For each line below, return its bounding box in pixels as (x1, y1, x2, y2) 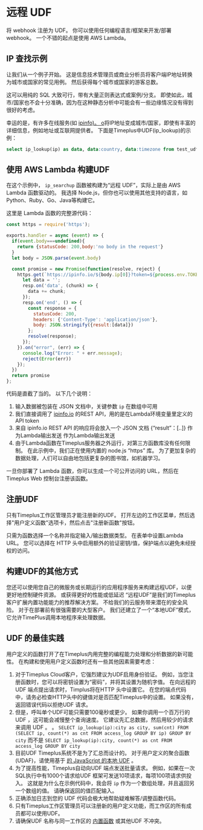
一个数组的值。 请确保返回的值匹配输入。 (14, 787, 118, 794)
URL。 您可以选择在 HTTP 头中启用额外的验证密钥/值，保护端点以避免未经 (6, 539, 191, 547)
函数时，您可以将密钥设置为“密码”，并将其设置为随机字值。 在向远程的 (20, 678, 196, 686)
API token (14, 417, 39, 425)
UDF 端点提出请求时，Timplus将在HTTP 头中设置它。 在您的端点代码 (14, 686, 187, 693)
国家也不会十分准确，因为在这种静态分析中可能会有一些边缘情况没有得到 (13, 98, 194, 106)
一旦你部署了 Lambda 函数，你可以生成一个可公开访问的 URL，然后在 (6, 468, 179, 475)
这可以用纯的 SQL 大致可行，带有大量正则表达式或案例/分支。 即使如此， (6, 91, 187, 98)
